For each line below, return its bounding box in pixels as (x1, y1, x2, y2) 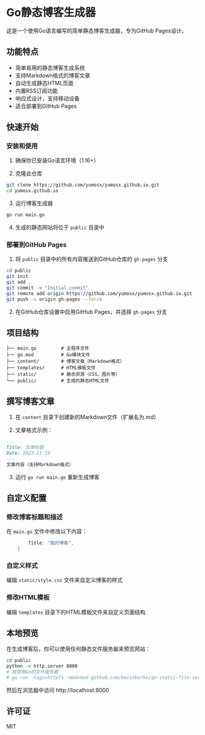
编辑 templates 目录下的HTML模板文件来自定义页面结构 (6, 608, 146, 616)
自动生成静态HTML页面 (15, 79, 74, 86)
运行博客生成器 (15, 200, 53, 207)
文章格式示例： (15, 427, 53, 434)
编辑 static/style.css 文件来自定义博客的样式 (6, 576, 123, 584)
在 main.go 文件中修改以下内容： (6, 528, 87, 535)
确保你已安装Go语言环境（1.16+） (15, 157, 99, 164)
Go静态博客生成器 (6, 6, 96, 20)
